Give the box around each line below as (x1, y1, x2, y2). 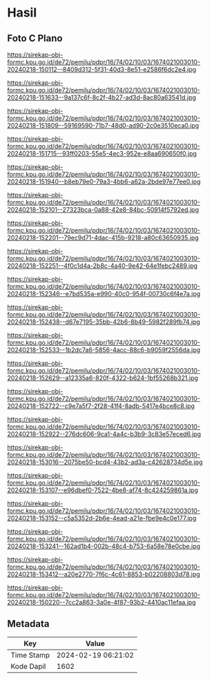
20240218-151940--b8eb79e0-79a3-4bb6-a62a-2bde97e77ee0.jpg (7, 177, 201, 186)
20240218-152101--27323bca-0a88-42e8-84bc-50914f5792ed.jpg (7, 206, 199, 213)
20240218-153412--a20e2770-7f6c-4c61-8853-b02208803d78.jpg (7, 570, 200, 578)
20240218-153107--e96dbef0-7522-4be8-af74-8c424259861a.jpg (7, 486, 198, 494)
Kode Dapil (10, 661, 46, 671)
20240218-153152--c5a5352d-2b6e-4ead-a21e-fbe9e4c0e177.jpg (7, 514, 197, 522)
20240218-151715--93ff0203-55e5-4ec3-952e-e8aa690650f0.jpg (7, 150, 197, 157)
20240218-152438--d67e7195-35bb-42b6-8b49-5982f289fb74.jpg (7, 318, 200, 326)
